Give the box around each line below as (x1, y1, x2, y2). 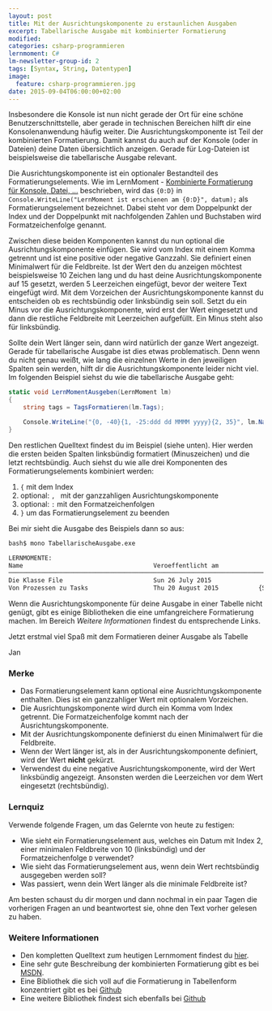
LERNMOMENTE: (8, 554, 53, 562)
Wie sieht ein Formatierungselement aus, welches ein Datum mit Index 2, (19, 836, 263, 845)
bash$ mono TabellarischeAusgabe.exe (8, 539, 136, 547)
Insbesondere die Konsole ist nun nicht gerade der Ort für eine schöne (8, 110, 244, 119)
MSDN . (19, 967, 45, 977)
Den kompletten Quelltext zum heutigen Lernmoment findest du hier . (19, 950, 249, 960)
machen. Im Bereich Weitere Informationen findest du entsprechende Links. (8, 616, 261, 625)
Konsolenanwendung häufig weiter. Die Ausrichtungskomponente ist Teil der (8, 127, 264, 136)
